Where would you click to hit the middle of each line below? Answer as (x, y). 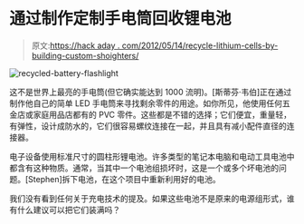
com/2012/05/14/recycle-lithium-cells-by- (200, 45)
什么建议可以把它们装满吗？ (68, 209)
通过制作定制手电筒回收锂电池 (121, 19)
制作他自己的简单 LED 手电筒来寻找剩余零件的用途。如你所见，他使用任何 (146, 103)
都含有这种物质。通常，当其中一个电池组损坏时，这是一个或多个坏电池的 (144, 168)
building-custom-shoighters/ (85, 55)
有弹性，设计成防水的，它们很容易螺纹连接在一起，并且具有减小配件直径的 (148, 126)
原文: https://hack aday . (76, 45)
